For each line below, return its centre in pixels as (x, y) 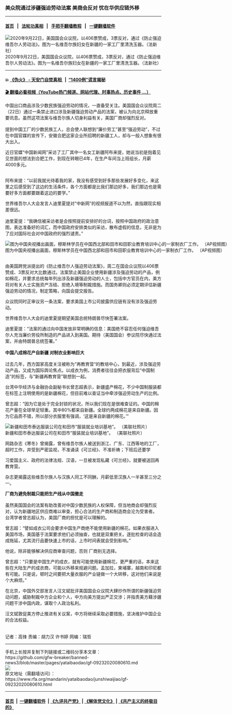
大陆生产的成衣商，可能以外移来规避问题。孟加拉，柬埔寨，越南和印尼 (85, 568)
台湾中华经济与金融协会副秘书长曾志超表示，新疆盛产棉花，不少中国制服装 (81, 387)
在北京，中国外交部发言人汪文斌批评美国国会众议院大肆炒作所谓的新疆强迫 (81, 591)
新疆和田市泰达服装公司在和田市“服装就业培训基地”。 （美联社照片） (75, 433)
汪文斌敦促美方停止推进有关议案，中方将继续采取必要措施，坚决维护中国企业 (83, 614)
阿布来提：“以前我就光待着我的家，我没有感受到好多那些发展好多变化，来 (80, 181)
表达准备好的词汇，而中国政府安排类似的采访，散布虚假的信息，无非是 (85, 227)
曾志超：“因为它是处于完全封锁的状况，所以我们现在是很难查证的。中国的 (80, 404)
